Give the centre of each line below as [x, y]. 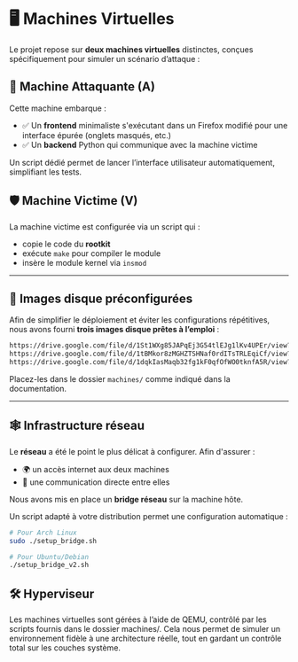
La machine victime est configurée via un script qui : [105, 226]
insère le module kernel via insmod [84, 262]
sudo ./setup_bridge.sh [53, 541]
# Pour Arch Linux [43, 533]
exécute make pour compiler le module [91, 253]
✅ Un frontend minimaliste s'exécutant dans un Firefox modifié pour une [155, 125]
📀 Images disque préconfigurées [101, 298]
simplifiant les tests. [46, 172]
